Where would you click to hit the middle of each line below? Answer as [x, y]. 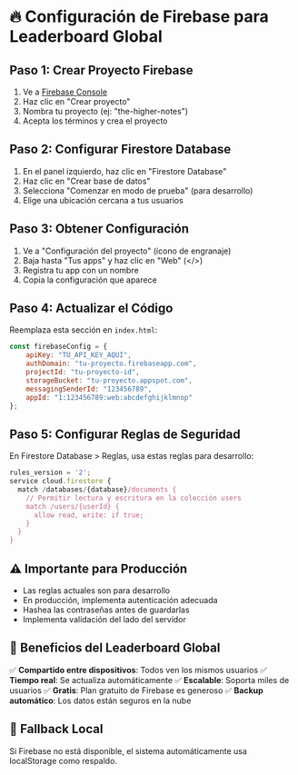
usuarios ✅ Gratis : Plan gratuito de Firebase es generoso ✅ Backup [136, 690]
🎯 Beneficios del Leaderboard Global [115, 648]
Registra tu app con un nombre [80, 270]
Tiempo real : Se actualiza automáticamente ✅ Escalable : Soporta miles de [149, 680]
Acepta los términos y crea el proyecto [95, 121]
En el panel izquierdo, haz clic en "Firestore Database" [124, 171]
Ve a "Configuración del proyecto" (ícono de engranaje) [127, 251]
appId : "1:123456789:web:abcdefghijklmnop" [109, 397]
